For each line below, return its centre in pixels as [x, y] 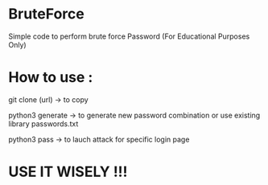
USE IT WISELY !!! [68, 172]
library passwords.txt [43, 123]
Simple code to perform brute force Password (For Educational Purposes [129, 36]
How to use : [51, 78]
